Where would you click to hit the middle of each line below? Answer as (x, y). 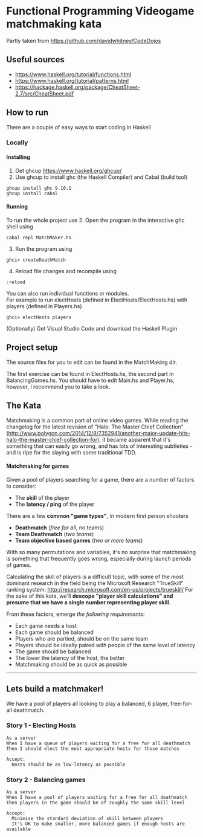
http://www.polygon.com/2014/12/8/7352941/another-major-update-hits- (99, 433)
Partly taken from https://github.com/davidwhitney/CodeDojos (84, 40)
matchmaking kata (54, 24)
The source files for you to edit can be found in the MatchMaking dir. (92, 362)
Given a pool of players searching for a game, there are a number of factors (100, 479)
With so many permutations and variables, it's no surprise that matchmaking (101, 552)
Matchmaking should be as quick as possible (71, 664)
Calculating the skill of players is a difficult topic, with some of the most (95, 577)
